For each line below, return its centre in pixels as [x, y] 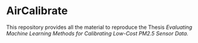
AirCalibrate [37, 11]
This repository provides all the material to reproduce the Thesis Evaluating [99, 27]
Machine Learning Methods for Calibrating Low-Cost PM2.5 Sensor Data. [97, 33]
